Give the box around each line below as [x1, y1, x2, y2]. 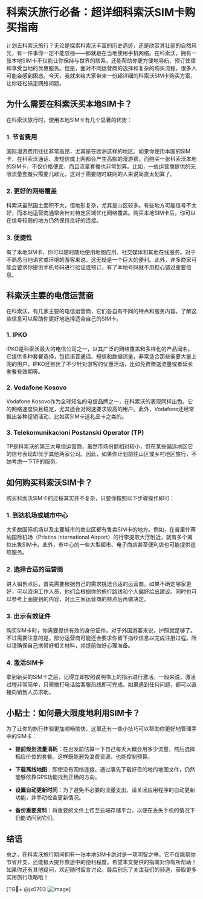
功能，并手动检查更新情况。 [14, 794, 85, 801]
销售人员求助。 [16, 689, 54, 696]
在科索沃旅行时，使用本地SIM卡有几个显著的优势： [6, 116, 133, 123]
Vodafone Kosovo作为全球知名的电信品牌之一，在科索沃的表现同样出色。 [6, 398, 188, 405]
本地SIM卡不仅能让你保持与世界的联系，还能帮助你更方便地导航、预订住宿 [11, 57, 196, 64]
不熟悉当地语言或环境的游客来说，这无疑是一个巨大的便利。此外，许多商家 [6, 256, 192, 263]
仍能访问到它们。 [14, 814, 58, 822]
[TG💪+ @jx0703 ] [6, 885, 71, 892]
